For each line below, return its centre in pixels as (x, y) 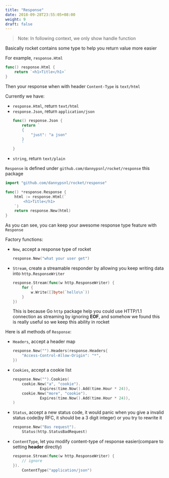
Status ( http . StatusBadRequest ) (55, 432)
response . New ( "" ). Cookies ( (41, 379)
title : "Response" (24, 10)
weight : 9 (16, 19)
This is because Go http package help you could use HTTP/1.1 (77, 311)
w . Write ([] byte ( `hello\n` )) (60, 292)
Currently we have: (25, 96)
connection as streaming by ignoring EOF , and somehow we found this (86, 317)
